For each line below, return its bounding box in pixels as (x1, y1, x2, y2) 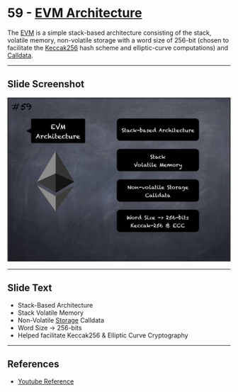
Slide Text (7, 282, 52, 294)
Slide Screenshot (7, 78, 85, 90)
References (7, 358, 59, 370)
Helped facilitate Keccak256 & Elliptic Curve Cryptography (17, 331, 189, 340)
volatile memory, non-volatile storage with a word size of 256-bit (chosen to (7, 35, 229, 44)
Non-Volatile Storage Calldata (17, 315, 105, 324)
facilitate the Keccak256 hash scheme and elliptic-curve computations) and (7, 43, 229, 52)
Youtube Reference (17, 377, 74, 386)
